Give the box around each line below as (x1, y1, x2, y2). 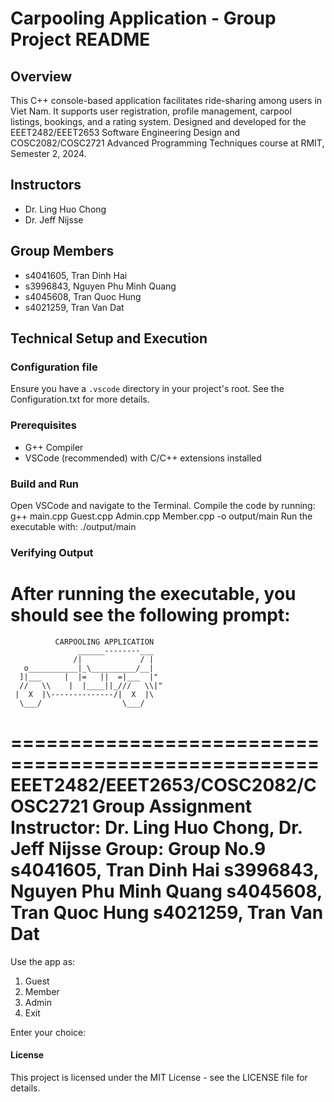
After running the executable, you (10, 583, 297, 606)
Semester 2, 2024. (10, 148, 87, 159)
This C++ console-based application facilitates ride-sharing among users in (10, 95, 323, 106)
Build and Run (10, 477, 80, 491)
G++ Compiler (24, 441, 84, 453)
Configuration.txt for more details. (10, 393, 150, 406)
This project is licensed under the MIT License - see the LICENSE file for (10, 1071, 308, 1083)
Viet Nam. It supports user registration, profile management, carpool (10, 105, 292, 117)
